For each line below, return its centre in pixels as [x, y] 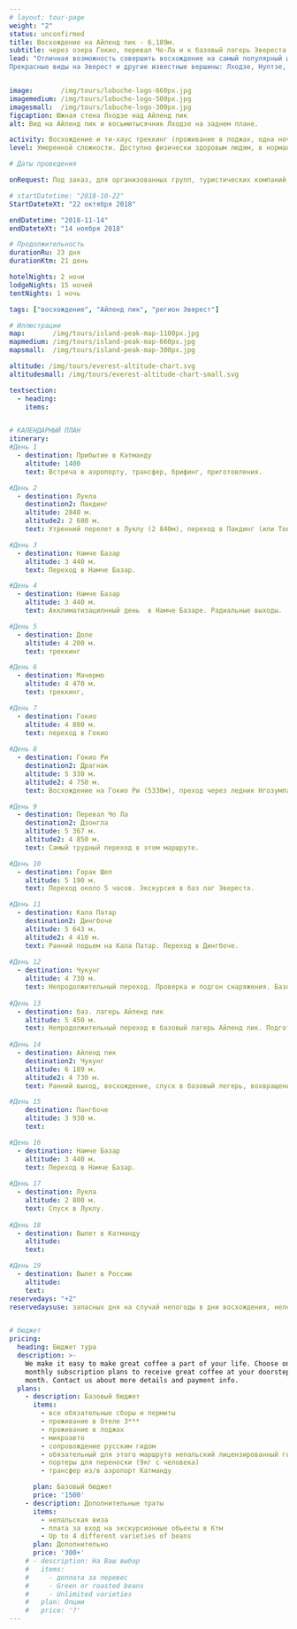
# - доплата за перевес [76, 1578]
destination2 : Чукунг [65, 1061]
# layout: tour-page [47, 17]
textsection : [33, 390]
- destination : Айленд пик [67, 1053]
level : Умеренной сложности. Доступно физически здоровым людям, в [136, 148]
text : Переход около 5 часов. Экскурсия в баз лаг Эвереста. [140, 889]
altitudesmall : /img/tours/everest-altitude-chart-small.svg [124, 374]
